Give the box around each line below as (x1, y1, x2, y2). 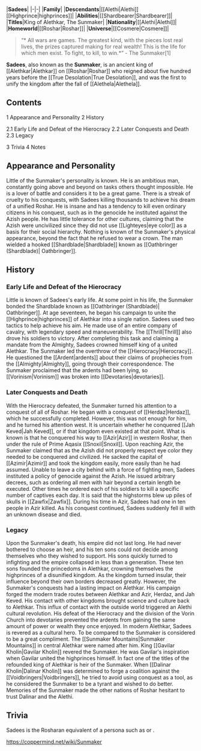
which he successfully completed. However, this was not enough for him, (6, 414, 187, 422)
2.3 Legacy (6, 131, 34, 139)
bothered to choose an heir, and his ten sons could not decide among (6, 546, 178, 553)
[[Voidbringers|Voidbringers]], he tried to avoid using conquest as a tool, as (6, 673, 193, 681)
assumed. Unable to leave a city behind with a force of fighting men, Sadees (6, 466, 195, 473)
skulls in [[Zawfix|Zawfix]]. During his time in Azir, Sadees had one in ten (6, 497, 186, 505)
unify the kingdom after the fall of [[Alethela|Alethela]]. (6, 80, 142, 87)
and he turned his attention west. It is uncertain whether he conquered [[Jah (6, 421, 195, 428)
